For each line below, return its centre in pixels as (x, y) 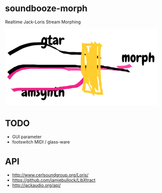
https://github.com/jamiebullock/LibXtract (54, 180)
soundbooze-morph (46, 8)
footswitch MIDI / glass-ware (41, 142)
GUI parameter (27, 137)
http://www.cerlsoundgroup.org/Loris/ (50, 175)
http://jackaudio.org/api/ (36, 185)
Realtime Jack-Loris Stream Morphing (43, 22)
